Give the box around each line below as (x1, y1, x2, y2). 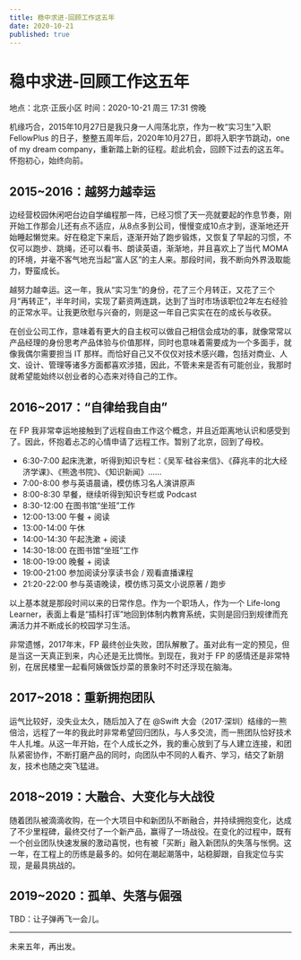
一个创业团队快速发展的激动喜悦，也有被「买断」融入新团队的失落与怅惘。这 (9, 837, 292, 848)
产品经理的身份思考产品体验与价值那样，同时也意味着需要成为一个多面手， (9, 337, 284, 348)
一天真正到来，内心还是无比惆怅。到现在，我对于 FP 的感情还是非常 (32, 650, 283, 661)
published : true (9, 30, 70, 39)
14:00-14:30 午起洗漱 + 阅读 (21, 533, 126, 544)
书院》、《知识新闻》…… (77, 466, 162, 477)
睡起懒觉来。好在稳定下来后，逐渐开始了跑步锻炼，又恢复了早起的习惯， (16, 232, 284, 243)
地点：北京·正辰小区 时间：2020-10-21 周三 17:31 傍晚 (9, 102, 207, 113)
